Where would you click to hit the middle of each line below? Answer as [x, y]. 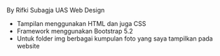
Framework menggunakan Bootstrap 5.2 [75, 31]
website [28, 46]
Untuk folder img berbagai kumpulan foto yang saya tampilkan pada [115, 38]
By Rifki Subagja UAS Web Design [56, 10]
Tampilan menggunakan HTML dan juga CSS [81, 23]
